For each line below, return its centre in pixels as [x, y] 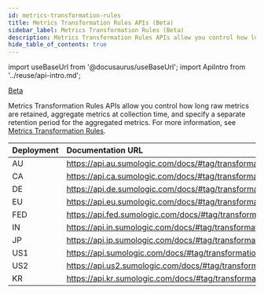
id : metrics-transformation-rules [65, 15]
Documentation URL [105, 150]
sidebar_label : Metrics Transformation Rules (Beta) [96, 30]
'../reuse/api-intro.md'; [44, 75]
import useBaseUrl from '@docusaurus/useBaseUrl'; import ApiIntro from [127, 67]
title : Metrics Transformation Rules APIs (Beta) [91, 23]
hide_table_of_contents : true [58, 45]
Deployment [35, 150]
